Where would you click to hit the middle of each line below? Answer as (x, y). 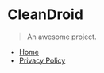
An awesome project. (62, 36)
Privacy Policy (42, 60)
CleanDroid (46, 15)
